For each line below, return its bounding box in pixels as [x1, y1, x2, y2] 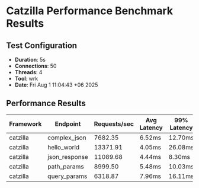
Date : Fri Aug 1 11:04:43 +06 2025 [14, 81, 98, 88]
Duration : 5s [14, 56, 46, 63]
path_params [47, 162, 84, 170]
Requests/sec [94, 120, 134, 128]
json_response [47, 152, 89, 161]
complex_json [47, 133, 87, 142]
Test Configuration [6, 40, 78, 50]
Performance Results [6, 98, 86, 109]
